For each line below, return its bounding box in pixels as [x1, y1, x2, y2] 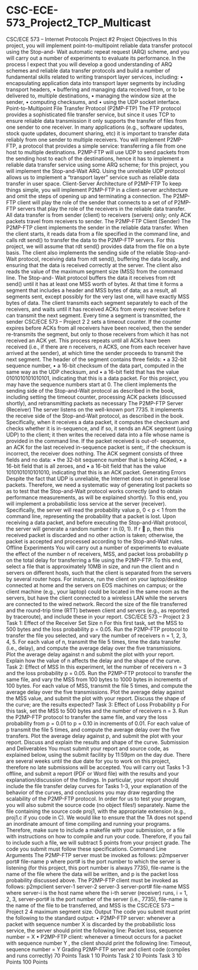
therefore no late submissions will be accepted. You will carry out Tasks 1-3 [6, 763, 190, 771]
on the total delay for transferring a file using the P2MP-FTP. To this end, [6, 556, 183, 564]
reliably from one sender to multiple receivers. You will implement [6, 136, 165, 143]
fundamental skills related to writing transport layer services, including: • [6, 73, 183, 80]
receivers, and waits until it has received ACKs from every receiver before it [6, 305, 190, 313]
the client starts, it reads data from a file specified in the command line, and [6, 230, 190, 237]
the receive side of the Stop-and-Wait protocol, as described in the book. [6, 412, 184, 419]
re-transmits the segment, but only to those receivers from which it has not [6, 330, 189, 337]
